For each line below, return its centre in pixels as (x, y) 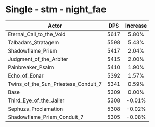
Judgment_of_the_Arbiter (38, 59)
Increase (136, 26)
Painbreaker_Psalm (31, 67)
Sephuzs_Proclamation (35, 109)
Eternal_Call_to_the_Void (37, 34)
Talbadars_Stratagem (33, 42)
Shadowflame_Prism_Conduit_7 (46, 117)
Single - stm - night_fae (56, 9)
